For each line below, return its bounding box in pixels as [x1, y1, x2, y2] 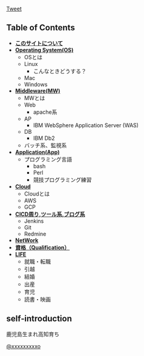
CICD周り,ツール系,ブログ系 [15, 210, 85, 217]
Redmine [24, 230, 47, 237]
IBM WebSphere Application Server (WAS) [33, 121, 139, 129]
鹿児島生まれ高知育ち [6, 330, 59, 338]
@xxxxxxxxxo [6, 342, 41, 350]
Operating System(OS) [15, 46, 74, 53]
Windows [24, 81, 48, 88]
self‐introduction [6, 314, 73, 324]
